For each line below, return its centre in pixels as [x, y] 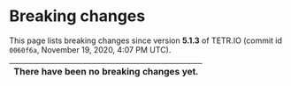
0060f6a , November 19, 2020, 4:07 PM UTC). [90, 49]
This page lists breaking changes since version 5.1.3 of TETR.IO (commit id [146, 40]
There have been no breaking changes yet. [106, 71]
